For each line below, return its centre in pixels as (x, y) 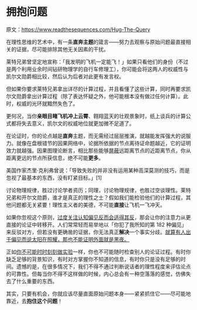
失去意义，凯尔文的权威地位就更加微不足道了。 (78, 123)
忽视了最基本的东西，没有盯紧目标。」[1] (54, 177)
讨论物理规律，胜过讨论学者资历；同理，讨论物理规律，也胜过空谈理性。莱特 (98, 190)
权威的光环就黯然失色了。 (47, 103)
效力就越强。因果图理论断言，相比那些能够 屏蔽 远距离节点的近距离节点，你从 (98, 150)
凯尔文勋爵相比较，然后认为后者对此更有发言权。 (65, 76)
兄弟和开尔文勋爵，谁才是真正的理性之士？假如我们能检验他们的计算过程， (96, 197)
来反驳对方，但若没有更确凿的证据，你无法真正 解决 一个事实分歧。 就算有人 (96, 232)
